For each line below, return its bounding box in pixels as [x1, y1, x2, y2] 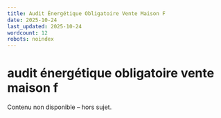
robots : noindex [7, 36, 54, 43]
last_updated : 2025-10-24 [7, 23, 82, 30]
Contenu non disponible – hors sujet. [7, 103, 112, 111]
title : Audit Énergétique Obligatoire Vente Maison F [7, 10, 166, 17]
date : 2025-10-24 [7, 17, 58, 23]
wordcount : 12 [7, 29, 48, 37]
